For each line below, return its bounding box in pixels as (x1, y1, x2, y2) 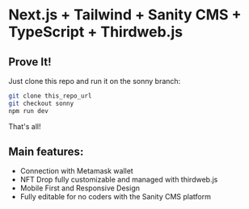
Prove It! (8, 55, 52, 69)
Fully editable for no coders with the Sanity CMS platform (19, 192, 212, 202)
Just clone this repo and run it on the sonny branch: (8, 77, 181, 86)
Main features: (8, 145, 84, 159)
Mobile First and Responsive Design (19, 183, 140, 193)
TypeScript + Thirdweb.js (8, 23, 184, 41)
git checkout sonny (8, 99, 74, 107)
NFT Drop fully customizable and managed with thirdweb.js (19, 175, 218, 185)
